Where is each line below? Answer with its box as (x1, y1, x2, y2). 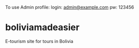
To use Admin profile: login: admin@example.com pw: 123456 (5, 4, 134, 10)
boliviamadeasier (5, 22, 80, 33)
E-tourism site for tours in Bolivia (5, 38, 73, 44)
